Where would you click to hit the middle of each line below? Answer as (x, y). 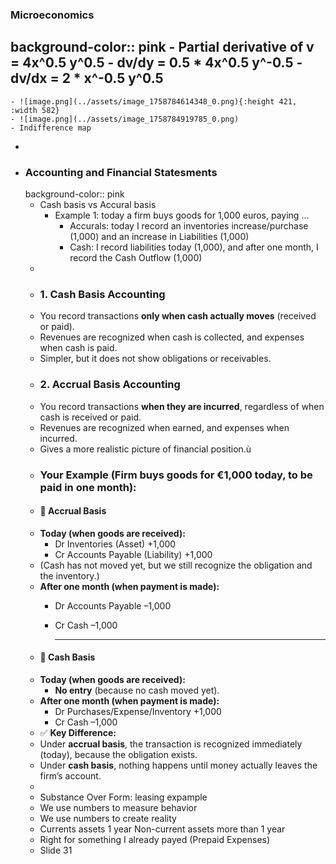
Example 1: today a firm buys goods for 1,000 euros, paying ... (182, 215)
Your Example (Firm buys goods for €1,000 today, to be (176, 475)
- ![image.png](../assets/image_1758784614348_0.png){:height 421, (154, 101)
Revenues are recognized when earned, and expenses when (164, 427)
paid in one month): (88, 487)
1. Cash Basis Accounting (102, 294)
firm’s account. (70, 775)
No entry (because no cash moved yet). (137, 690)
